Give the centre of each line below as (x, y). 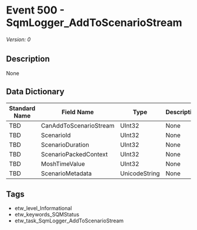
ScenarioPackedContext (74, 154)
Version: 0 (18, 39)
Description (28, 59)
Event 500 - (35, 10)
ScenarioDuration (65, 145)
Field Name (78, 112)
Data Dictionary (35, 92)
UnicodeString (140, 173)
